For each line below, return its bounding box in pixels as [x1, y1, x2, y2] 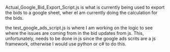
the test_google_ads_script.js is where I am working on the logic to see [5, 25, 153, 31]
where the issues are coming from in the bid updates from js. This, [5, 30, 144, 36]
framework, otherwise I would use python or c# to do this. [5, 41, 127, 47]
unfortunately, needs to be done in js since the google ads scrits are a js [5, 35, 156, 41]
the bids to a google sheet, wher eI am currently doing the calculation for [5, 10, 158, 16]
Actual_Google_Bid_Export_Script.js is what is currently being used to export [5, 5, 165, 10]
